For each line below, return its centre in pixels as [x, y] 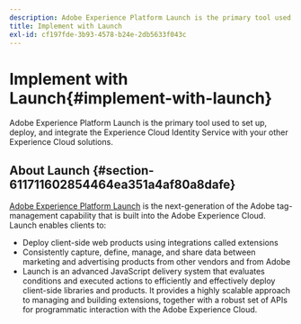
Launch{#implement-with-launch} [141, 98]
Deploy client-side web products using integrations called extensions [150, 243]
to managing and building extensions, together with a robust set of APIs [155, 300]
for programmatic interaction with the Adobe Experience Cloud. [140, 310]
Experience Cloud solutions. [62, 142]
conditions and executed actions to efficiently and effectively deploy [149, 281]
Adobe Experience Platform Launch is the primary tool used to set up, [138, 123]
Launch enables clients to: [58, 225]
